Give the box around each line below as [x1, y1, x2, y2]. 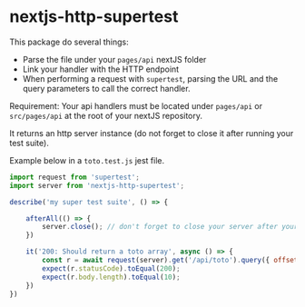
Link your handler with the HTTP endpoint [22, 64, 180, 74]
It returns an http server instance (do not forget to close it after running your [9, 127, 294, 138]
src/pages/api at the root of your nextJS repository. [9, 110, 202, 121]
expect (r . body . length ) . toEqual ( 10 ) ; [42, 272, 181, 282]
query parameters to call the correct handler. [22, 83, 191, 94]
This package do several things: [9, 36, 129, 47]
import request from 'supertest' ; [9, 173, 141, 182]
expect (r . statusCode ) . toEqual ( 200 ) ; [42, 263, 181, 273]
